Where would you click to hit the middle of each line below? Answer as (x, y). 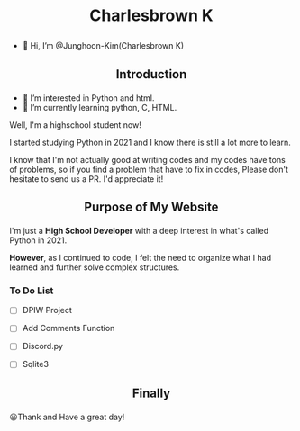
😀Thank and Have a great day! (67, 417)
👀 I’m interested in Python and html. (88, 98)
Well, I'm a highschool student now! (75, 125)
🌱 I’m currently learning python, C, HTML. (100, 107)
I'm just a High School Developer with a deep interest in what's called (139, 230)
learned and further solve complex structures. (95, 267)
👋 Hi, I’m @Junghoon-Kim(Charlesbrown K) (103, 46)
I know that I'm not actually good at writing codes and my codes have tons (147, 159)
